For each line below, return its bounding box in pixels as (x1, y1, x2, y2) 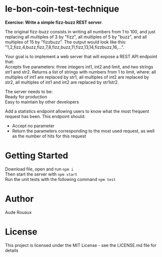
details (5, 247, 18, 253)
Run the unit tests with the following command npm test (5, 176, 116, 182)
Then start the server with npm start (5, 171, 77, 177)
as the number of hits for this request (12, 133, 86, 139)
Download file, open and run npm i (5, 166, 74, 172)
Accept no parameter (12, 122, 55, 129)
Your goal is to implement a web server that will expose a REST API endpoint (5, 53, 158, 59)
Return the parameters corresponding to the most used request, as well (12, 128, 155, 134)
